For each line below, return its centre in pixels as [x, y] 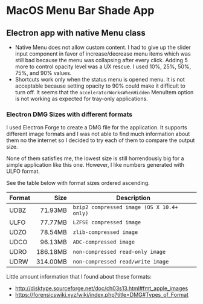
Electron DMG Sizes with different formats [69, 114]
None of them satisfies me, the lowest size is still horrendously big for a [95, 158]
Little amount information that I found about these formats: [79, 277]
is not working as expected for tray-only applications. [81, 99]
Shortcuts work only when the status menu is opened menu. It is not [100, 79]
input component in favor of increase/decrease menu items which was [103, 54]
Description [133, 198]
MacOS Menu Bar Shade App [80, 11]
